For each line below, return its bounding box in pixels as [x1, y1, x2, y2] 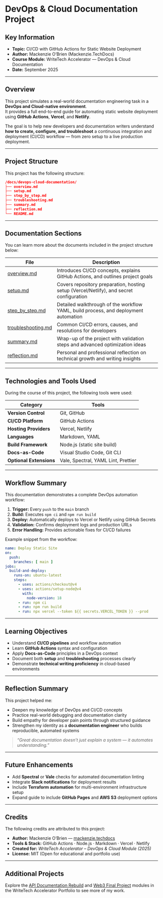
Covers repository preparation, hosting [56, 281, 145, 288]
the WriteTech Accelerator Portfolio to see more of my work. [5, 888, 125, 894]
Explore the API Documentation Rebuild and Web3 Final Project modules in [5, 882, 154, 888]
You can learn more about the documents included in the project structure [5, 242, 153, 248]
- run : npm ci [17, 600, 47, 605]
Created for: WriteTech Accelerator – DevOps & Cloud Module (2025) [12, 845, 151, 852]
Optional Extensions [7, 457, 55, 464]
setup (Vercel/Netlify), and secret [56, 287, 133, 294]
